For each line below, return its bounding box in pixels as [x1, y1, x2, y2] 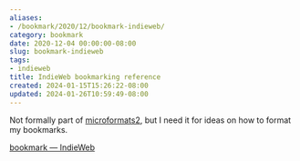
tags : [9, 55, 30, 65]
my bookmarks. [9, 124, 68, 135]
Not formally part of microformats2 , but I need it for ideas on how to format [9, 115, 292, 126]
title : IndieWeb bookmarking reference [9, 73, 161, 82]
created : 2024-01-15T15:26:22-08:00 [9, 81, 149, 90]
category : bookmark [9, 30, 84, 39]
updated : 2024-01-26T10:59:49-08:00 [9, 89, 149, 98]
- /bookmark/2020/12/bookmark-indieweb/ [9, 22, 166, 31]
